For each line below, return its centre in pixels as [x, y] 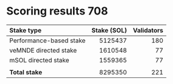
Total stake [26, 72]
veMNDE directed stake [43, 50]
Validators [148, 30]
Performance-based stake [48, 40]
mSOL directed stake [39, 60]
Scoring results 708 [57, 11]
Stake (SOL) [109, 30]
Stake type [25, 30]
